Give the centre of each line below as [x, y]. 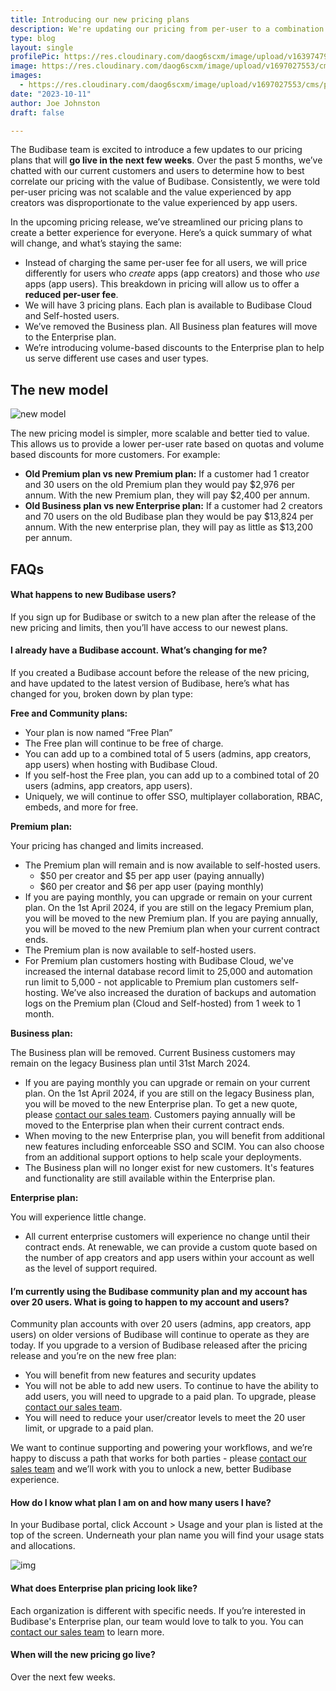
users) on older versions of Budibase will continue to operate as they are [160, 1335]
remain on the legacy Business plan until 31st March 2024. [130, 1063]
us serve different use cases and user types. [116, 358]
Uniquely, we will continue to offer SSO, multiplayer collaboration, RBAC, [173, 796]
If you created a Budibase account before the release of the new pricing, [160, 672]
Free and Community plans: [69, 713]
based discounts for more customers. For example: [115, 455]
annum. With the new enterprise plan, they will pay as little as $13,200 [169, 527]
